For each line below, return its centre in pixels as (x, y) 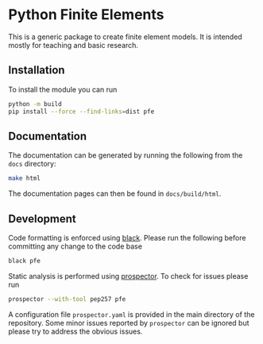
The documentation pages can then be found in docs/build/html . (115, 193)
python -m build (35, 104)
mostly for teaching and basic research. (73, 45)
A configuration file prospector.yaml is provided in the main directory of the (131, 314)
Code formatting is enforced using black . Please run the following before (127, 238)
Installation (37, 70)
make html (25, 178)
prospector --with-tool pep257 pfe (67, 299)
